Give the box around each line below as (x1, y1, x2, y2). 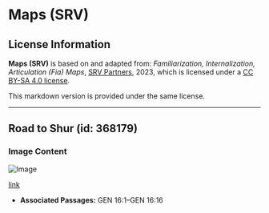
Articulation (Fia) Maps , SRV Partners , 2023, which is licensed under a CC (8, 67, 254, 77)
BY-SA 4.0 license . (8, 76, 70, 85)
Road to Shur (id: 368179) (8, 122, 139, 135)
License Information (8, 38, 110, 51)
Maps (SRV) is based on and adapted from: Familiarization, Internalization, (8, 58, 256, 68)
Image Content (8, 146, 68, 157)
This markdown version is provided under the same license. (8, 91, 206, 101)
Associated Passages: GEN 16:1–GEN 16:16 (19, 195, 164, 205)
